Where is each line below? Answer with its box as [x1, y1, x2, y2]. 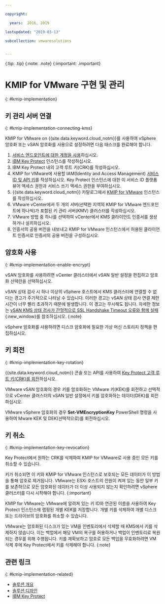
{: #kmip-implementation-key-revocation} [5, 445, 90, 451]
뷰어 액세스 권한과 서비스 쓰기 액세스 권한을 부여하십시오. [12, 183, 122, 188]
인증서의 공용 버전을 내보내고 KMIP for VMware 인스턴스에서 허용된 [12, 226, 143, 232]
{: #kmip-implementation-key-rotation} [5, 359, 84, 365]
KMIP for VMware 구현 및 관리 [5, 80, 125, 91]
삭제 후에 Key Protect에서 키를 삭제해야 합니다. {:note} [5, 542, 111, 548]
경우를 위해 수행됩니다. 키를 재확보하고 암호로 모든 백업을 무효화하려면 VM [14, 536, 157, 542]
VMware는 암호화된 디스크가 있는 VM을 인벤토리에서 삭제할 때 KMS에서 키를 [5, 523, 153, 529]
